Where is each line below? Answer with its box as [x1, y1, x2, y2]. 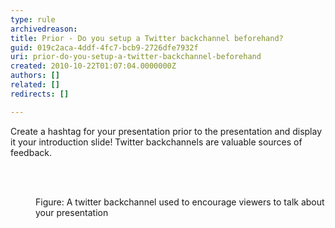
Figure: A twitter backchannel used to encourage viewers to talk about [35, 196, 325, 208]
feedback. [10, 146, 52, 158]
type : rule [10, 14, 56, 25]
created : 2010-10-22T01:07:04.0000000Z [10, 61, 177, 71]
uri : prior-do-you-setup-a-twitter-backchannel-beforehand [10, 52, 262, 62]
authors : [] [10, 71, 60, 81]
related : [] [10, 80, 60, 90]
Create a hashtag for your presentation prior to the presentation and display [10, 125, 323, 137]
